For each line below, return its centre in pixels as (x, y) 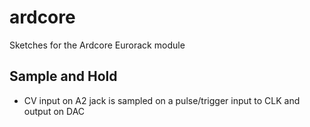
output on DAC (54, 111)
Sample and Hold (63, 76)
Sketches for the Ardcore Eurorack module (97, 45)
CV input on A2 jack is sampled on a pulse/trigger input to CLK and (162, 100)
